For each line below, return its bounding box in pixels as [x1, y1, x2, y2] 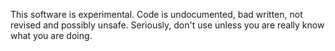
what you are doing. [10, 30, 93, 41]
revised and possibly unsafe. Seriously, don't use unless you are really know [10, 19, 325, 31]
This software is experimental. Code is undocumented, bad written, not [10, 9, 303, 20]
